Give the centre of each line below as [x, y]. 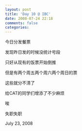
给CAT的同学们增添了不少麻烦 [35, 93]
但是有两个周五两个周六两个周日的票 [41, 73]
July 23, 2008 [19, 123]
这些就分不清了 [20, 83]
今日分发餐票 [18, 42]
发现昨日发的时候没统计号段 [33, 52]
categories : [17, 28]
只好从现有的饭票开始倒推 [31, 62]
